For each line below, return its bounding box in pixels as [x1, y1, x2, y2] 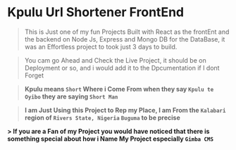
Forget [24, 71, 44, 80]
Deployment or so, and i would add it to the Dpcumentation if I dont [24, 63, 220, 72]
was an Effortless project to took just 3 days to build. [24, 42, 178, 51]
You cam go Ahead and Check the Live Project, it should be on [24, 56, 206, 64]
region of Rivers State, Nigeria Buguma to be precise [24, 113, 181, 122]
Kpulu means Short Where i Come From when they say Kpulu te [24, 85, 214, 93]
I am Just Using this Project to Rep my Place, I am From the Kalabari [24, 106, 226, 114]
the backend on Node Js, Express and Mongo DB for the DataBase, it [24, 35, 225, 43]
